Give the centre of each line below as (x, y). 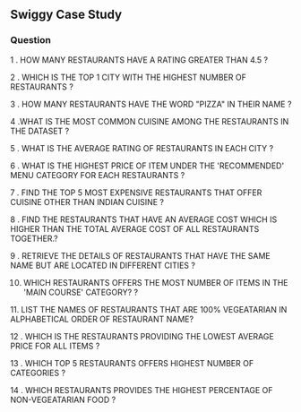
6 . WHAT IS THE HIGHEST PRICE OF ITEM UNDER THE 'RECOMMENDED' (147, 166)
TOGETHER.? (34, 238)
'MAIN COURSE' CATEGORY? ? (80, 292)
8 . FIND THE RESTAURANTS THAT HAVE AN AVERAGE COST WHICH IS (144, 219)
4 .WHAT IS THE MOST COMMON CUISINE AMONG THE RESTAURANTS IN (150, 121)
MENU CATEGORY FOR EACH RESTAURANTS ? (98, 175)
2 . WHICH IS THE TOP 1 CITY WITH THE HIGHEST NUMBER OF (129, 77)
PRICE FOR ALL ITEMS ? (55, 346)
